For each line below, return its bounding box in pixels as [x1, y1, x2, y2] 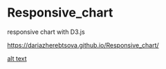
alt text [7, 54, 27, 63]
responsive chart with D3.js [7, 28, 85, 36]
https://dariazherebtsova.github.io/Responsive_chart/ [7, 41, 159, 49]
